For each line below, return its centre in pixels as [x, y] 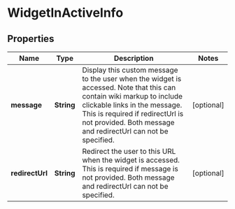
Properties [31, 39]
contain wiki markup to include [133, 96]
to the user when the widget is [132, 79]
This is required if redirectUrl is [133, 114]
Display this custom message [130, 70]
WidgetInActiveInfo [65, 13]
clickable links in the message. [132, 105]
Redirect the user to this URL [129, 151]
